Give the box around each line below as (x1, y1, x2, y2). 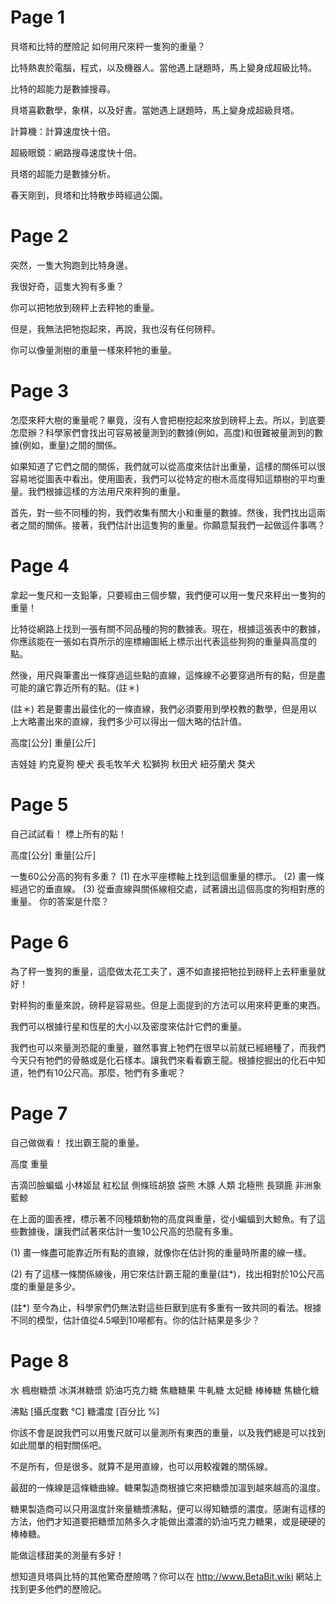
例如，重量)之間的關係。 (22, 439, 123, 451)
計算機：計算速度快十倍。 (10, 125, 116, 137)
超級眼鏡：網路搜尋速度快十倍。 (10, 146, 142, 158)
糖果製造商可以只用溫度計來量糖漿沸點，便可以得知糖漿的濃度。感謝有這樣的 (10, 1502, 326, 1515)
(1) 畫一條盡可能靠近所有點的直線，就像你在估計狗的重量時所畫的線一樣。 (10, 1246, 312, 1258)
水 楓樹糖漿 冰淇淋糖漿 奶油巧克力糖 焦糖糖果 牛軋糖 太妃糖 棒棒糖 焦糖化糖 (10, 1384, 320, 1396)
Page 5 (10, 793, 69, 816)
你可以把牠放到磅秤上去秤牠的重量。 (10, 301, 160, 313)
